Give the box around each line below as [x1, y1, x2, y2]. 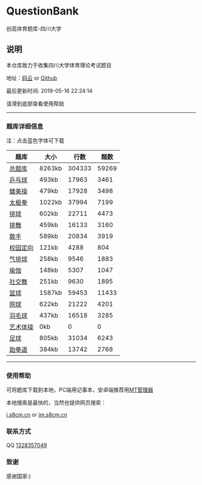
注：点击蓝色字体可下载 [6, 137, 64, 144]
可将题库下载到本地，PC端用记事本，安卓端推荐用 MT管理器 [6, 386, 153, 393]
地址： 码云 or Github [6, 74, 58, 81]
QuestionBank [6, 4, 79, 18]
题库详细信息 [6, 122, 44, 130]
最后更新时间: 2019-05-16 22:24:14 [6, 87, 93, 94]
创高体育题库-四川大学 [6, 25, 62, 32]
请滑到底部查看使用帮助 [6, 100, 64, 107]
